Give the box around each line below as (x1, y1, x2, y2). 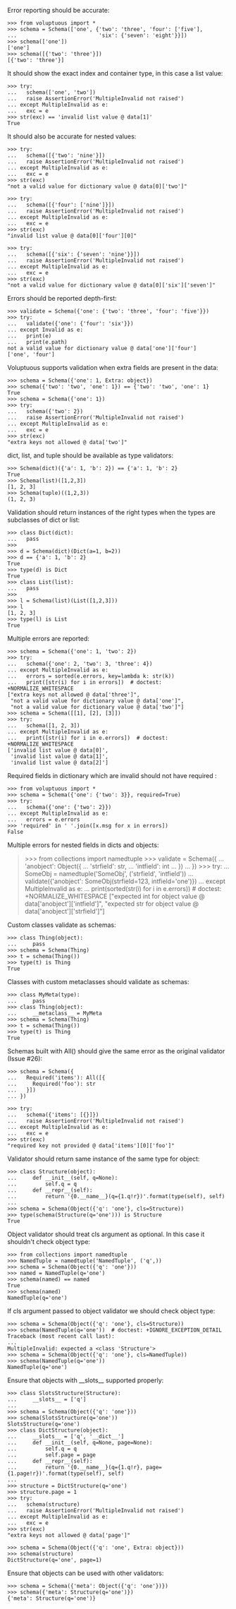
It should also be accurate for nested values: (7, 132, 137, 140)
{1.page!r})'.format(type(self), (7, 1470, 106, 1477)
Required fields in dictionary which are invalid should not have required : (7, 772, 217, 779)
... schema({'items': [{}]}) (7, 1111, 99, 1118)
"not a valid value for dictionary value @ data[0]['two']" (7, 183, 188, 190)
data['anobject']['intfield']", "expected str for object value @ (24, 899, 199, 908)
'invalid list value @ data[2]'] (10, 759, 109, 766)
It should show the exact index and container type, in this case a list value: (7, 69, 223, 77)
